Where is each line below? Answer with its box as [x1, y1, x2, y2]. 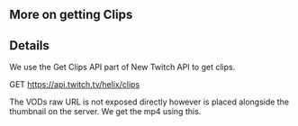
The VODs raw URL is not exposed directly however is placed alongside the [9, 96, 290, 107]
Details [9, 38, 50, 53]
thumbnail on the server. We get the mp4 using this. [9, 106, 202, 117]
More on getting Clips [9, 7, 133, 22]
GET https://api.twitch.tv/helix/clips [9, 79, 140, 90]
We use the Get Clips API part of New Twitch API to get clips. [9, 62, 236, 73]
